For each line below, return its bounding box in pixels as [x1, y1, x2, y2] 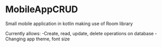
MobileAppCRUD [5, 4, 78, 15]
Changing [5, 36, 26, 42]
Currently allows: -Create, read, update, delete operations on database [5, 30, 154, 36]
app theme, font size [26, 36, 70, 42]
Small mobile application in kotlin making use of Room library [5, 20, 133, 27]
